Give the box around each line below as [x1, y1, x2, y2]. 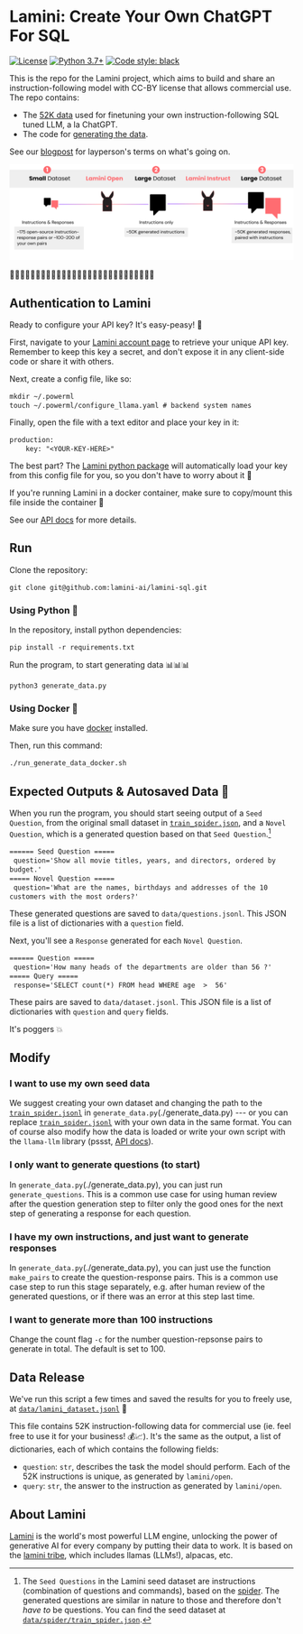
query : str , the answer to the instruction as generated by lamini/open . [22, 1481, 282, 1491]
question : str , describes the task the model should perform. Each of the [22, 1462, 291, 1472]
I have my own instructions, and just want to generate [9, 1230, 250, 1242]
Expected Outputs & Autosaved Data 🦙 [9, 783, 230, 799]
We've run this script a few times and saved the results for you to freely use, [9, 1394, 293, 1405]
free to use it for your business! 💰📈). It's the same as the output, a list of [9, 1431, 281, 1442]
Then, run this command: [9, 740, 103, 751]
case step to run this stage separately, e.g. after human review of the [9, 1281, 266, 1292]
